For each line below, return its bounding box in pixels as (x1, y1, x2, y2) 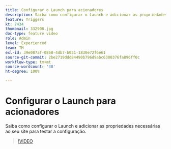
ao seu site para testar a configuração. (5, 128, 87, 134)
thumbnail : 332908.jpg (5, 26, 53, 32)
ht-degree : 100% (5, 69, 40, 74)
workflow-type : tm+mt (5, 59, 51, 65)
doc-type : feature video (5, 31, 58, 36)
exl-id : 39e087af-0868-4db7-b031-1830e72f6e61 (5, 50, 106, 55)
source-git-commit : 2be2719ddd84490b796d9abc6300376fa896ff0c (5, 54, 140, 60)
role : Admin (5, 36, 31, 41)
